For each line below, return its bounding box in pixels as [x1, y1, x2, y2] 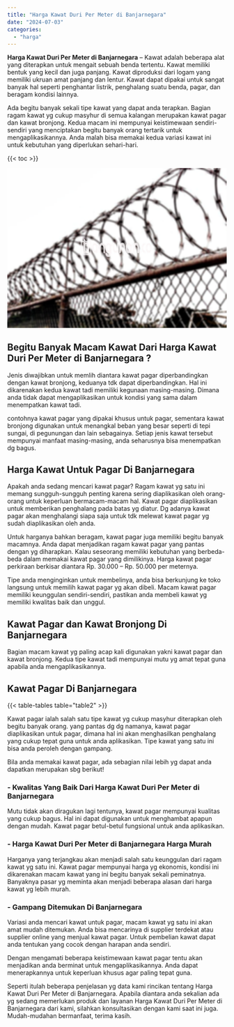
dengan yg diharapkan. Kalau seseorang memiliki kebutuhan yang [7, 548, 196, 556]
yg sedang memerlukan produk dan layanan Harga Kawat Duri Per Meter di [7, 996, 223, 1005]
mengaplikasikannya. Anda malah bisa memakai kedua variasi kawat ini [7, 133, 212, 142]
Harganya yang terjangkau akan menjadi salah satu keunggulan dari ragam [7, 855, 222, 863]
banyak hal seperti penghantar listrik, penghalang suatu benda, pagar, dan [7, 83, 221, 91]
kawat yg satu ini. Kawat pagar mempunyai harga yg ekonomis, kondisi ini [7, 863, 219, 871]
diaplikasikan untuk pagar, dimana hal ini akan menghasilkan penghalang [7, 729, 217, 738]
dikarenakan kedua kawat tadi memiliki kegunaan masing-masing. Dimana [7, 385, 219, 394]
